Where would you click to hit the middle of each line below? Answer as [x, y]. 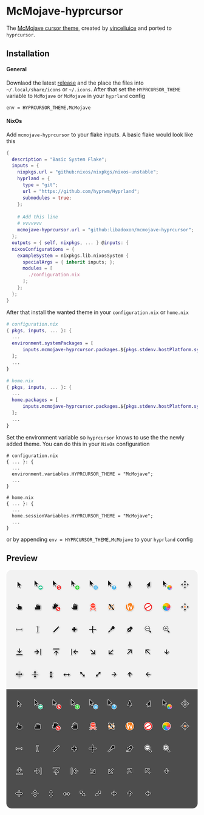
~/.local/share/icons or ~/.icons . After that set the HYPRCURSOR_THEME [93, 89]
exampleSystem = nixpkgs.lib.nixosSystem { [73, 256]
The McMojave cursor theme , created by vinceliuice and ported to [89, 28]
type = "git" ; [40, 185]
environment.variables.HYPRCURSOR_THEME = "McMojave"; [83, 474]
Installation [28, 54]
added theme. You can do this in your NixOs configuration [78, 444]
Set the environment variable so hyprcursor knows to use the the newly [95, 437]
